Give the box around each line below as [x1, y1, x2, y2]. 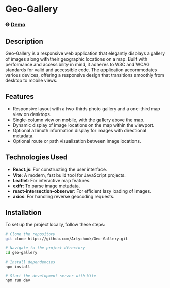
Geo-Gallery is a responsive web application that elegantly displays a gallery [5, 50, 165, 56]
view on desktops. [12, 111, 51, 117]
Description [5, 37, 43, 46]
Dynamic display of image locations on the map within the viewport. [12, 122, 155, 128]
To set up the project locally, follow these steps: [5, 222, 106, 228]
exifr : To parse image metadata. [12, 183, 80, 189]
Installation [5, 208, 42, 217]
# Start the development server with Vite [5, 273, 96, 278]
